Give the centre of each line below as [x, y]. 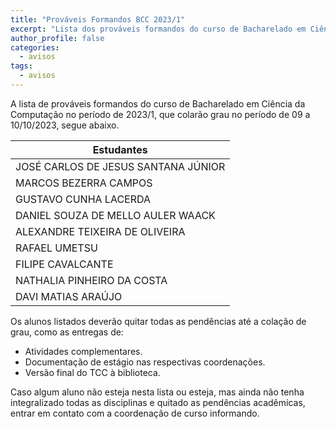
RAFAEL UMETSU [56, 248]
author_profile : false [57, 38]
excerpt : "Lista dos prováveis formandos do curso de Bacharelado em [158, 29]
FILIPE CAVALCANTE [64, 264]
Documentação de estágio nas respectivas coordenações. [145, 362]
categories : [35, 47]
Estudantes [120, 149]
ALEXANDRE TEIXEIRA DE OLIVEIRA [100, 231]
